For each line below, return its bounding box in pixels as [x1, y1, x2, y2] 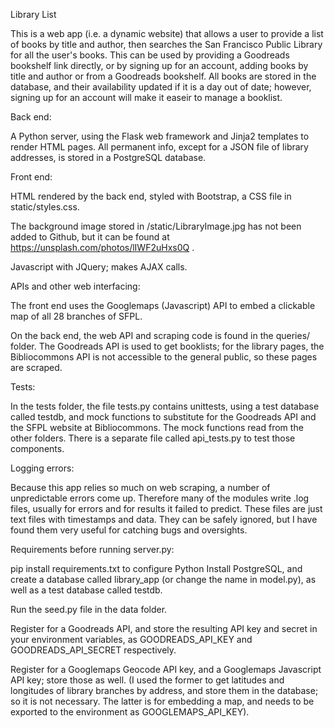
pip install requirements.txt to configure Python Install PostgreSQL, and [10, 563, 303, 574]
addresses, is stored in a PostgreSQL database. [10, 152, 207, 163]
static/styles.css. [10, 201, 80, 213]
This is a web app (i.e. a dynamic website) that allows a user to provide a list [10, 28, 324, 39]
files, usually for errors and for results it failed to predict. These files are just [10, 503, 323, 514]
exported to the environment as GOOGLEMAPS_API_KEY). [10, 706, 250, 718]
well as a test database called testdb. [10, 584, 163, 596]
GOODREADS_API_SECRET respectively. [10, 644, 177, 656]
